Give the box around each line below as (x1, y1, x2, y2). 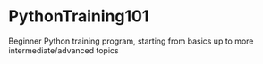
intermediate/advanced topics (8, 44, 119, 55)
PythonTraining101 (8, 6, 149, 27)
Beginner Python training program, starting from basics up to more (8, 36, 254, 46)
